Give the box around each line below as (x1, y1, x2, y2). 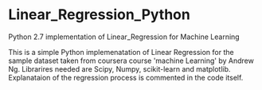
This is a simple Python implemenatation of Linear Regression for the (8, 47, 234, 57)
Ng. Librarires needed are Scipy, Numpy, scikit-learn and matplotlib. (8, 64, 231, 73)
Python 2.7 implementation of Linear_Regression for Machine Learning (8, 32, 240, 41)
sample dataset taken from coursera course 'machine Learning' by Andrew (8, 56, 255, 65)
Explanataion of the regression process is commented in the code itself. (8, 72, 244, 82)
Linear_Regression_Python (8, 6, 191, 24)
